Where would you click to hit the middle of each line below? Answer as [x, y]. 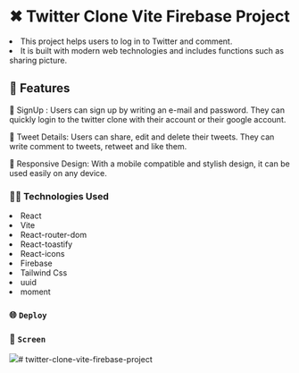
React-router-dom [54, 235]
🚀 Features [40, 88]
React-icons [43, 254]
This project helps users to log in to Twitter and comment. [127, 41]
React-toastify [47, 244]
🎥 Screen [28, 339]
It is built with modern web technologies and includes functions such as [152, 50]
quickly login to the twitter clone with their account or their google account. [148, 119]
